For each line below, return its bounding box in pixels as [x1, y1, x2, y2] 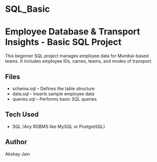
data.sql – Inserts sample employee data [12, 90, 95, 97]
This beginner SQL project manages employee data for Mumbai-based [5, 53, 149, 59]
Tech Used [5, 110, 39, 119]
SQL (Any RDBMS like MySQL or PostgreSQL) [12, 123, 105, 129]
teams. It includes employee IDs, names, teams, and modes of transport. [5, 58, 153, 64]
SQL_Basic [5, 3, 50, 15]
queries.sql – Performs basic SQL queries [12, 96, 97, 102]
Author [5, 138, 27, 146]
